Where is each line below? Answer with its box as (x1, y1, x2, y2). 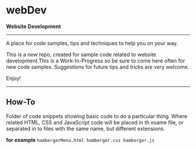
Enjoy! (6, 74, 22, 82)
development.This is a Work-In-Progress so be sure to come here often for (6, 57, 185, 64)
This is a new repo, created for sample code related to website (6, 51, 156, 58)
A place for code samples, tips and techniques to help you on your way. (6, 39, 178, 47)
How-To (6, 97, 36, 107)
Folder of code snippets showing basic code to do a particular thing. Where (6, 112, 188, 120)
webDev (6, 4, 47, 17)
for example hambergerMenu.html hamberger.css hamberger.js (6, 136, 155, 143)
